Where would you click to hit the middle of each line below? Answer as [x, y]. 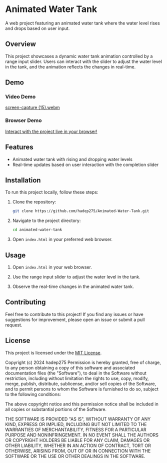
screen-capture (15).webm [32, 107]
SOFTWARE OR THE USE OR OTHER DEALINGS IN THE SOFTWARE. [75, 456]
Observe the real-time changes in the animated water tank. [73, 286]
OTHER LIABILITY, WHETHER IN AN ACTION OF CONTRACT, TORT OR [78, 445]
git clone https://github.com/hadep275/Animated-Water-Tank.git [81, 211]
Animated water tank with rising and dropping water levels [72, 159]
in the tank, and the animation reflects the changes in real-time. [70, 66]
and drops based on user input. [37, 28]
